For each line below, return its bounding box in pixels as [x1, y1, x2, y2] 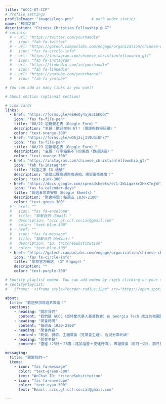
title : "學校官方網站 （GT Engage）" [14, 259, 85, 265]
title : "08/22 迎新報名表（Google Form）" [14, 122, 98, 127]
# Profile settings [5, 12, 45, 17]
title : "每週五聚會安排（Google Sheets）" [14, 190, 96, 195]
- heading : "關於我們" [14, 310, 58, 314]
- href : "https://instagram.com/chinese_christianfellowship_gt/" [9, 158, 149, 163]
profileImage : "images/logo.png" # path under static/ [5, 16, 136, 21]
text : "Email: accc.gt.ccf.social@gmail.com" [18, 387, 114, 392]
